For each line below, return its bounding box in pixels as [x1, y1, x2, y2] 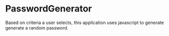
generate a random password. [5, 24, 69, 30]
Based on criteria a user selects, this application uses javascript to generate [5, 19, 164, 25]
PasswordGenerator [5, 3, 93, 14]
